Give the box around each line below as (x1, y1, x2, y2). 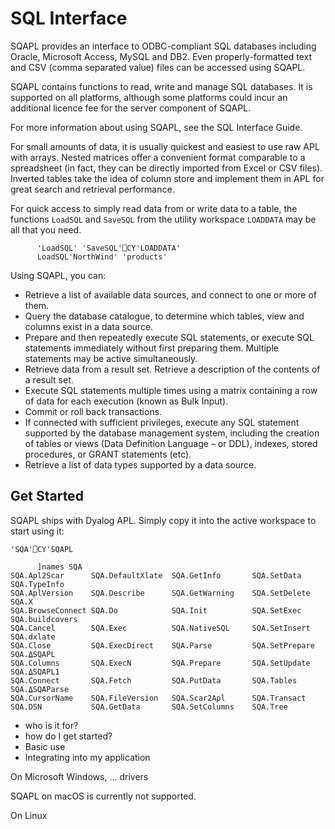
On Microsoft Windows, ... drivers (10, 770, 149, 782)
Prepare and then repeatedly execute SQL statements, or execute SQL (24, 331, 315, 343)
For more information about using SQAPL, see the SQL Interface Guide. (10, 121, 303, 133)
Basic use (24, 740, 66, 752)
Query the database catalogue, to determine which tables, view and (24, 310, 305, 322)
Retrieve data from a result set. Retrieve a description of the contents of (24, 363, 321, 375)
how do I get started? (24, 730, 113, 742)
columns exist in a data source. (24, 320, 154, 332)
